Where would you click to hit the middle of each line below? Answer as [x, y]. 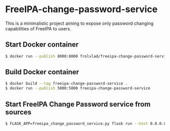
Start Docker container [42, 45]
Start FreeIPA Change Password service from [78, 104]
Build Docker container [42, 72]
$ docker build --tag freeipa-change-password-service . [67, 84]
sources [18, 112]
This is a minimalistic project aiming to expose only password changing [79, 23]
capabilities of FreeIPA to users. [38, 28]
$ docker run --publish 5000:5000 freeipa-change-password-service [78, 89]
